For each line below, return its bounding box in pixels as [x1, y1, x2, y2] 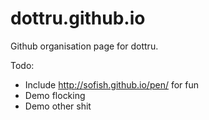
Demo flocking [24, 89, 86, 101]
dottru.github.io [10, 7, 146, 30]
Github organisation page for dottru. [10, 40, 159, 52]
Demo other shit [24, 100, 92, 112]
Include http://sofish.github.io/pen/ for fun [24, 78, 200, 91]
